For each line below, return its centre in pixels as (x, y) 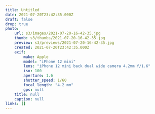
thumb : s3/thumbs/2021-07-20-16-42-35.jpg (60, 38)
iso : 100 (33, 71)
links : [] (16, 104)
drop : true (17, 24)
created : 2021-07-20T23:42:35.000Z (52, 47)
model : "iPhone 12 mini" (50, 62)
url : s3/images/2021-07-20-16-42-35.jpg (57, 33)
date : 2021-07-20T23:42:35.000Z (39, 15)
